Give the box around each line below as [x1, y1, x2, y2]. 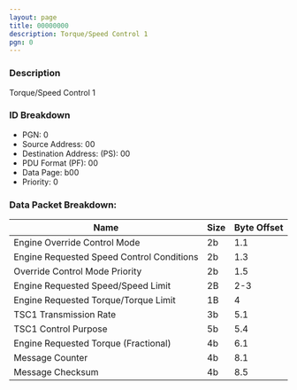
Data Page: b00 [21, 167, 80, 177]
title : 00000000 [9, 21, 69, 30]
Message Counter [13, 352, 88, 364]
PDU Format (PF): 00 [21, 157, 99, 168]
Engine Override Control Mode [13, 237, 141, 249]
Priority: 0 [21, 176, 59, 187]
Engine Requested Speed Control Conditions [13, 251, 199, 263]
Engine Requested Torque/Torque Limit [13, 294, 176, 307]
